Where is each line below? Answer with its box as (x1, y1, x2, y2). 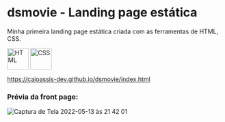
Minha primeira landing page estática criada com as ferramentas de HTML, (7, 27, 219, 35)
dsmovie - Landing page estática (7, 5, 198, 20)
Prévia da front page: (7, 92, 79, 102)
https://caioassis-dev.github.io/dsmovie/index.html (7, 75, 150, 83)
